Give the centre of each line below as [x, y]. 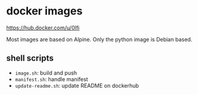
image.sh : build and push [46, 73]
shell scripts [30, 58]
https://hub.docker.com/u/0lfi [43, 28]
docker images [45, 11]
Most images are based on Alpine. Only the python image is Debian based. [99, 39]
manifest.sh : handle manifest [51, 79]
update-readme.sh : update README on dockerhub [77, 85]
